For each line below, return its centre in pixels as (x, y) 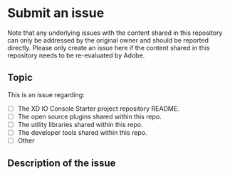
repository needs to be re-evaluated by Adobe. (76, 55)
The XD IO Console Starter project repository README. (98, 109)
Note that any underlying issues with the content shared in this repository (115, 33)
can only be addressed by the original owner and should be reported (108, 40)
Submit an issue (56, 13)
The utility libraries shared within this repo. (80, 124)
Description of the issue (62, 164)
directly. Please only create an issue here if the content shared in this (109, 48)
